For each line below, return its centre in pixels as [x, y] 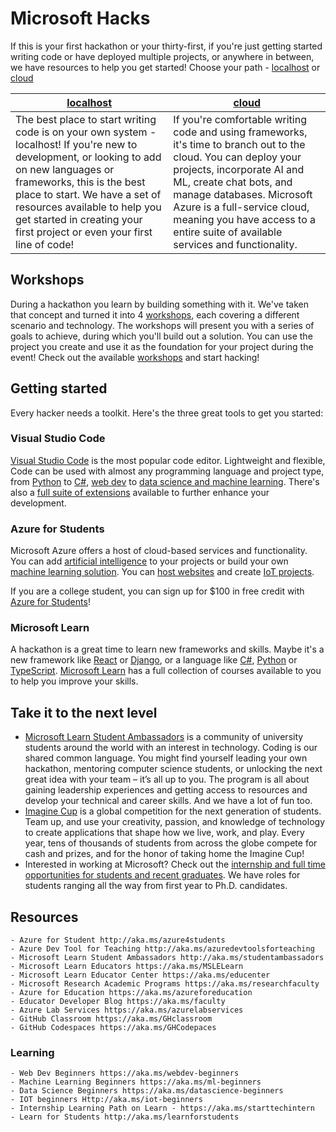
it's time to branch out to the [239, 144]
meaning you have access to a [245, 219]
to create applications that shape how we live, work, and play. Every [164, 833]
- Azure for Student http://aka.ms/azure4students [118, 940]
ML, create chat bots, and [233, 182]
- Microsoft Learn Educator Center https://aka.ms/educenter [140, 975]
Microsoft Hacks [80, 18]
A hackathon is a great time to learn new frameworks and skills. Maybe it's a [167, 649]
